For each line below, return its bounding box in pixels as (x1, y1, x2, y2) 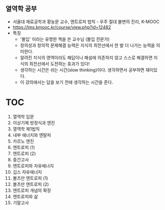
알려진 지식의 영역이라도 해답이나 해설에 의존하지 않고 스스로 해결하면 (20, 55, 153, 60)
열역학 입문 (12, 114, 34, 120)
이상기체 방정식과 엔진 (12, 120, 55, 125)
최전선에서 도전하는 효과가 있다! (29, 60, 90, 66)
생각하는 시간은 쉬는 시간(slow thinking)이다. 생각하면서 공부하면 (20, 67, 144, 73)
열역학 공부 (5, 4, 37, 13)
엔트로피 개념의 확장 (12, 187, 51, 193)
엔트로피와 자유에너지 (12, 163, 54, 169)
